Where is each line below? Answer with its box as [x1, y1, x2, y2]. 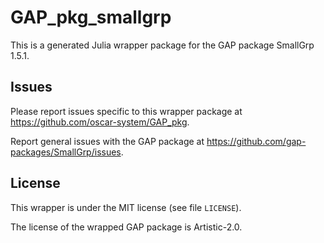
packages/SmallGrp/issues [10, 146, 122, 158]
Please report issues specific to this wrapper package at [10, 105, 243, 117]
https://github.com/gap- [206, 135, 307, 147]
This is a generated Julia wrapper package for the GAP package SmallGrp [10, 39, 315, 51]
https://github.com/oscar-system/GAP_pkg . [10, 116, 190, 128]
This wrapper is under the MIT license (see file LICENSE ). [10, 201, 242, 213]
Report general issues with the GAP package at [10, 135, 205, 147]
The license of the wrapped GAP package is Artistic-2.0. [10, 221, 243, 233]
